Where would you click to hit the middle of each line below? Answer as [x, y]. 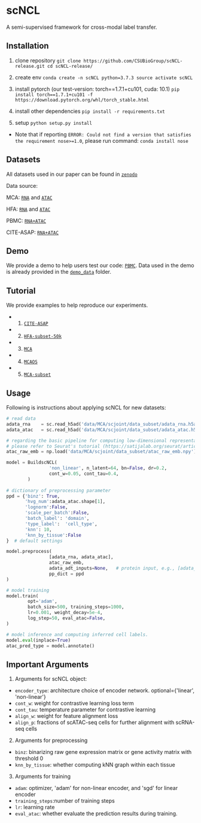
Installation [28, 46]
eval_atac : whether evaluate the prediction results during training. [96, 813]
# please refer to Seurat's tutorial [53, 446]
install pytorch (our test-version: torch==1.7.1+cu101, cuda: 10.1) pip [97, 89]
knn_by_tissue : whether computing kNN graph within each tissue [95, 765]
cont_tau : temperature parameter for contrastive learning [85, 710]
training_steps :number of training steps [65, 801]
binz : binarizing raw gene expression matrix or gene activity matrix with [103, 752]
